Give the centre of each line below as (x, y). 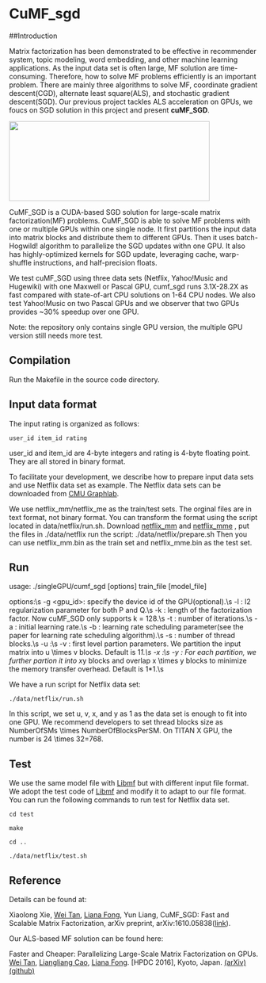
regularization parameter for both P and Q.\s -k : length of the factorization (131, 610)
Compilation (40, 360)
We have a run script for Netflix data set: (75, 685)
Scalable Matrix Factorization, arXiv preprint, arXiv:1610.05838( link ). (120, 923)
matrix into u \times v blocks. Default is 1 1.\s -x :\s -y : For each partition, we (133, 652)
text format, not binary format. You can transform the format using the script (133, 517)
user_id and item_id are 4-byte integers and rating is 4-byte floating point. (130, 453)
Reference (35, 880)
